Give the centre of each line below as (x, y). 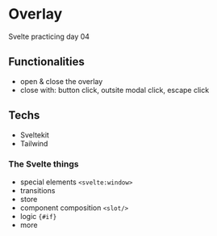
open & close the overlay (61, 81)
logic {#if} (38, 216)
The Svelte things (44, 164)
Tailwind (34, 143)
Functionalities (46, 62)
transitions (38, 190)
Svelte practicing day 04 (49, 36)
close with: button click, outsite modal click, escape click (115, 90)
